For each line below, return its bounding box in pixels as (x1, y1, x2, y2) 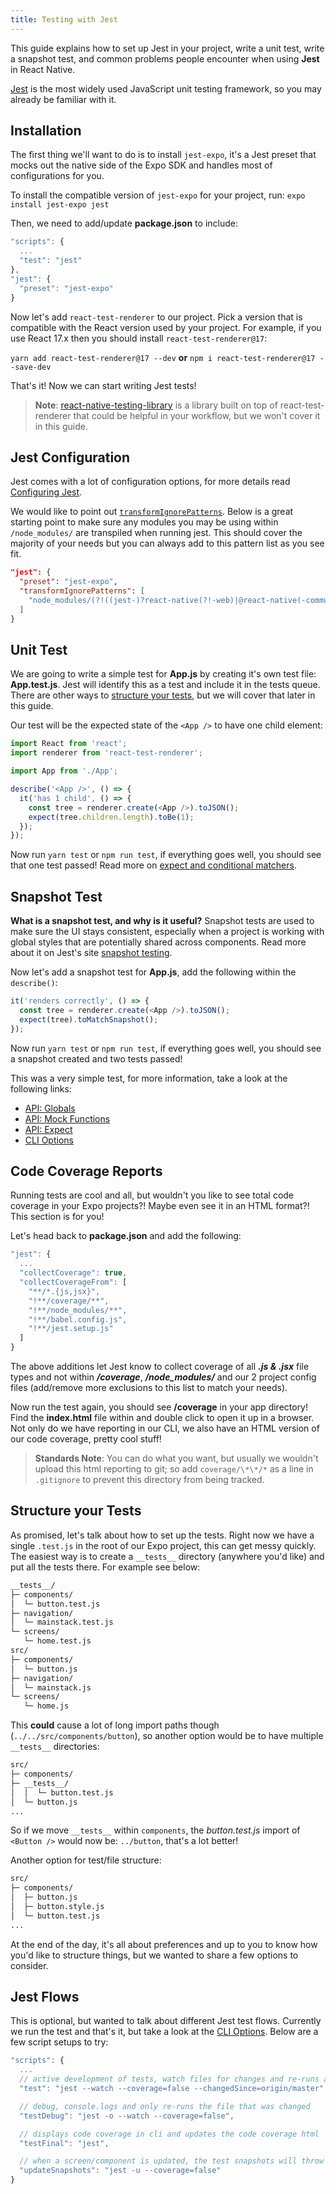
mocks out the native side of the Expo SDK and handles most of (10, 159, 273, 171)
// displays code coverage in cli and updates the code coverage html (19, 2129, 320, 2139)
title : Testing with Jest (10, 14, 118, 25)
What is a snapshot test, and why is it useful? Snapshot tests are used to (10, 915, 315, 927)
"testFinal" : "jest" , (19, 2138, 110, 2148)
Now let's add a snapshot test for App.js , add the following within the (10, 966, 297, 978)
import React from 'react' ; (10, 739, 128, 749)
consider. (10, 1959, 49, 1971)
